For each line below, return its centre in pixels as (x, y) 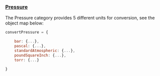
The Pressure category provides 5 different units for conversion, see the (80, 18)
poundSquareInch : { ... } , (40, 55)
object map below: (24, 23)
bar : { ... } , (27, 41)
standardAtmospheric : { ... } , (45, 50)
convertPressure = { (27, 32)
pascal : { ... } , (30, 46)
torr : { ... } (27, 60)
